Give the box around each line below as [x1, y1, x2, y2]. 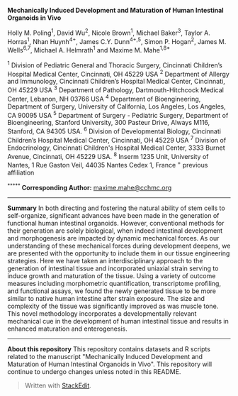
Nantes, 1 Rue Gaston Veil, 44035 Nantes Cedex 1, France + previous [7, 160, 208, 169]
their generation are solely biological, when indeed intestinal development [7, 226, 223, 235]
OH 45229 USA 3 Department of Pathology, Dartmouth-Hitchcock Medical [7, 84, 225, 94]
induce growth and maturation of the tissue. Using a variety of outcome [7, 271, 216, 280]
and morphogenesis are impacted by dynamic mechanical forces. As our [7, 233, 220, 242]
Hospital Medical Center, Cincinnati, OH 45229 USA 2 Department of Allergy [7, 68, 230, 78]
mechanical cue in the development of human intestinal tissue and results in [7, 317, 229, 325]
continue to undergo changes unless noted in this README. [7, 367, 181, 375]
